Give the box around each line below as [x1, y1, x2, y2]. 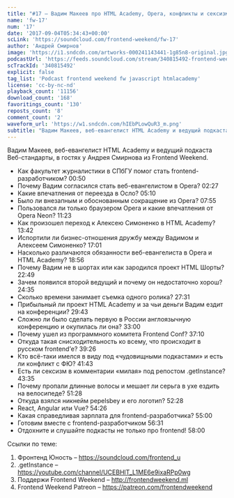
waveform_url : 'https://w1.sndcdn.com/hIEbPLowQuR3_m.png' [7, 120, 182, 128]
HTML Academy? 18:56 [17, 256, 85, 264]
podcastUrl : [7, 56, 42, 63]
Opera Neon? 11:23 [17, 211, 72, 220]
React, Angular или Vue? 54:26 [17, 404, 107, 412]
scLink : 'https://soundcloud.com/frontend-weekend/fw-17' [7, 36, 179, 43]
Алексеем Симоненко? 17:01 [17, 241, 102, 250]
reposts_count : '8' [7, 107, 64, 114]
